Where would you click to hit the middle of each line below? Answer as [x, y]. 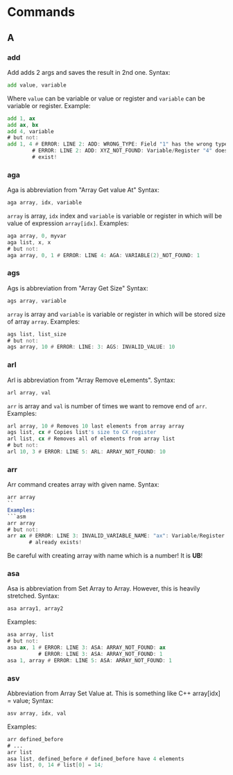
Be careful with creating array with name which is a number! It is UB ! [105, 556]
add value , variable [37, 85]
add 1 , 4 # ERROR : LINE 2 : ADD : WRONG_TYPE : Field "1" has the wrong [110, 144]
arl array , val [29, 392]
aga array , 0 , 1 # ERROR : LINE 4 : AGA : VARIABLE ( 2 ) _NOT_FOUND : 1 [104, 255]
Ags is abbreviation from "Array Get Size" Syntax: [78, 288]
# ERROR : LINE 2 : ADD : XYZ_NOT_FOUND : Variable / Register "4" [122, 151]
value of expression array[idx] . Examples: [68, 223]
